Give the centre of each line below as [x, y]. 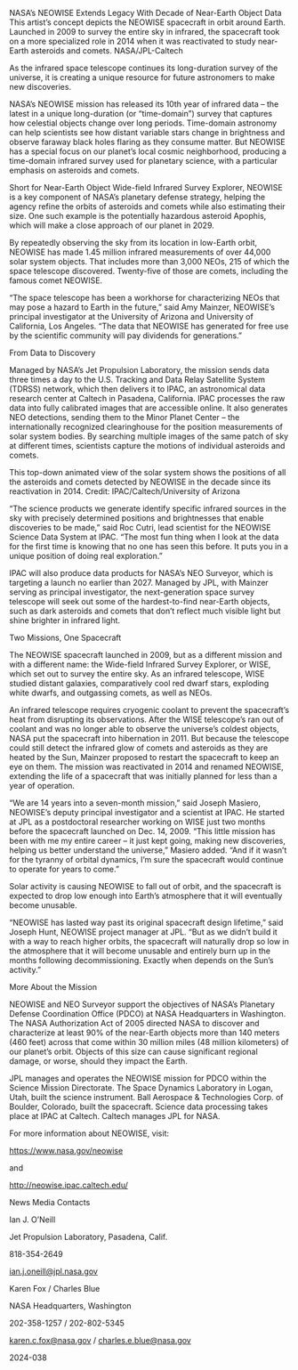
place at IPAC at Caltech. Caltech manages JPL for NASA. [115, 1116]
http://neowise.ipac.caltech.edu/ [69, 1185]
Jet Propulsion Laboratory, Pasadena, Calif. [89, 1237]
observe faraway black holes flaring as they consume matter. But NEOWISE [148, 142]
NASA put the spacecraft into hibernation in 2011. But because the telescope [149, 738]
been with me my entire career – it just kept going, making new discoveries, [148, 841]
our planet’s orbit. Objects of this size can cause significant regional [133, 1051]
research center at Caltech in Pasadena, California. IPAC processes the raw [147, 398]
